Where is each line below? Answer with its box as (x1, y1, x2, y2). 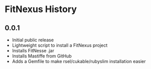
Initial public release (12, 37, 54, 43)
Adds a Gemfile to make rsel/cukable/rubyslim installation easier (12, 58, 146, 64)
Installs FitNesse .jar (12, 48, 55, 53)
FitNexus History (5, 4, 77, 15)
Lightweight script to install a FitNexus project (12, 42, 108, 48)
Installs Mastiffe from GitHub (12, 53, 72, 59)
